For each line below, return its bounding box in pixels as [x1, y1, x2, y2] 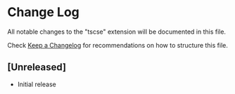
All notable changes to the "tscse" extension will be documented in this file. [7, 27, 227, 36]
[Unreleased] [7, 61, 67, 74]
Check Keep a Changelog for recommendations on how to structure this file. [7, 41, 229, 49]
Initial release [17, 80, 56, 88]
